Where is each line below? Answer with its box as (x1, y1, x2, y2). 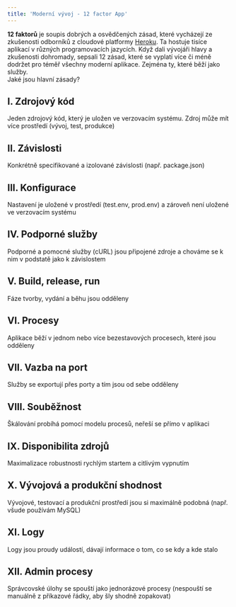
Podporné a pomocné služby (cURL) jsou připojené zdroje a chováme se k (7, 247, 224, 256)
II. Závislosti (7, 142, 62, 154)
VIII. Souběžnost (7, 401, 82, 413)
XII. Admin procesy (7, 565, 93, 577)
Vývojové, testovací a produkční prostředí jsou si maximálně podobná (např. (7, 498, 228, 506)
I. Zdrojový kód (7, 96, 75, 108)
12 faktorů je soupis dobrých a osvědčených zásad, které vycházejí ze (7, 30, 213, 38)
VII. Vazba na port (7, 361, 88, 373)
